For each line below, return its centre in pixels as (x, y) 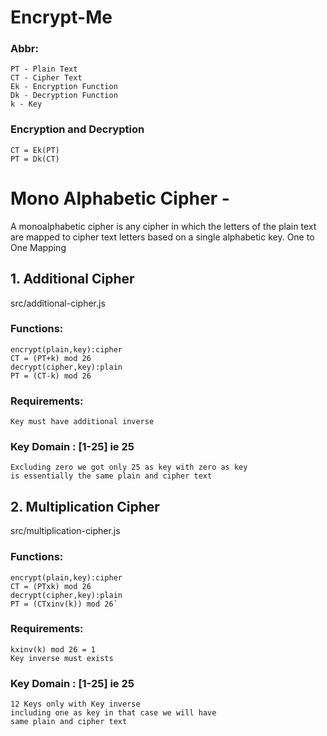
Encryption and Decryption (77, 129)
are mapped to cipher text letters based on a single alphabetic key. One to (162, 237)
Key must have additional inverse (82, 422)
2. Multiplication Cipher (85, 506)
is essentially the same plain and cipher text (111, 476)
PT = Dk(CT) (35, 159)
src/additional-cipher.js (58, 303)
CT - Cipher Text (46, 78)
